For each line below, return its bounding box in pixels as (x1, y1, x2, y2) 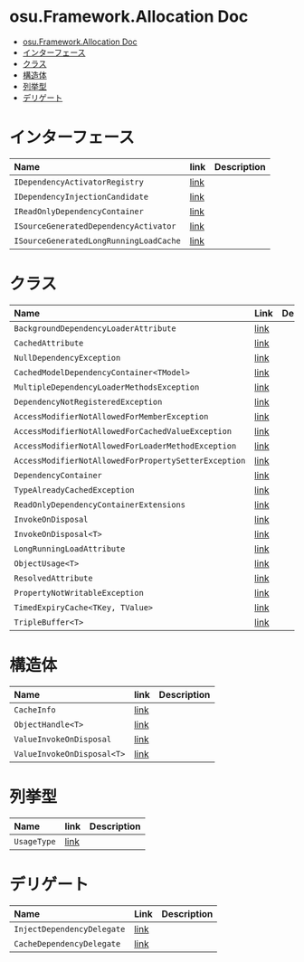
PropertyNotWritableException (14, 588, 145, 598)
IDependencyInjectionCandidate (14, 192, 149, 202)
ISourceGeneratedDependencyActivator (14, 221, 176, 231)
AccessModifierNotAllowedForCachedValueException (14, 426, 233, 436)
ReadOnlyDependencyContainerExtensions (14, 499, 185, 510)
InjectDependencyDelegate (14, 924, 126, 934)
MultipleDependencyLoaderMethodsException (14, 382, 200, 392)
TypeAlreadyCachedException (14, 485, 135, 495)
